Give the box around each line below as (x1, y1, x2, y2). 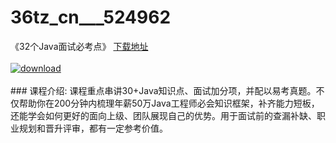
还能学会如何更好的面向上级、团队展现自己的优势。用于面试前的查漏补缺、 (10, 109, 317, 121)
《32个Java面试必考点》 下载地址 (10, 40, 149, 52)
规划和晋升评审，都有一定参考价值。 (18, 122, 168, 134)
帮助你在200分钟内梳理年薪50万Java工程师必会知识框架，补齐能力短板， (18, 97, 320, 109)
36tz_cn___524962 (10, 6, 172, 29)
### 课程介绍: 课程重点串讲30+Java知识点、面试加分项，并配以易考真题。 (10, 84, 317, 96)
